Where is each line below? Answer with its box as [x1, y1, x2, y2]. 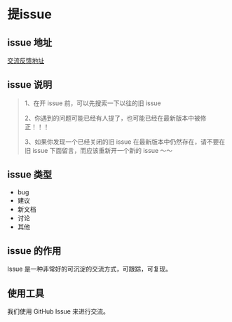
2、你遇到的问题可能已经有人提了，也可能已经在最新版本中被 [24, 114, 201, 122]
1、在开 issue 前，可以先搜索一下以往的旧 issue [24, 99, 161, 107]
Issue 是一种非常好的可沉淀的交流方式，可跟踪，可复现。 [7, 264, 172, 274]
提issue [7, 6, 53, 22]
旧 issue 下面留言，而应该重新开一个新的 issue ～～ [24, 146, 173, 154]
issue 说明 [7, 79, 53, 91]
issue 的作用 [7, 245, 62, 257]
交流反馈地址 [7, 57, 44, 65]
